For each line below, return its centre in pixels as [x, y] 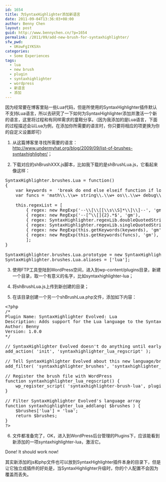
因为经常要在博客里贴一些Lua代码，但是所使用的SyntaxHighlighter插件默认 [81, 107]
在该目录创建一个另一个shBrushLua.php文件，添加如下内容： [74, 297]
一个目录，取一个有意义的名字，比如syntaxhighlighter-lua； [73, 276]
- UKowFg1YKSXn [25, 47]
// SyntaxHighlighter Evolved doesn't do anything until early [83, 347]
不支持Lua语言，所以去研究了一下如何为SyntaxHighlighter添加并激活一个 [79, 113]
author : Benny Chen [25, 24]
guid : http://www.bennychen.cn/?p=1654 [46, 33]
